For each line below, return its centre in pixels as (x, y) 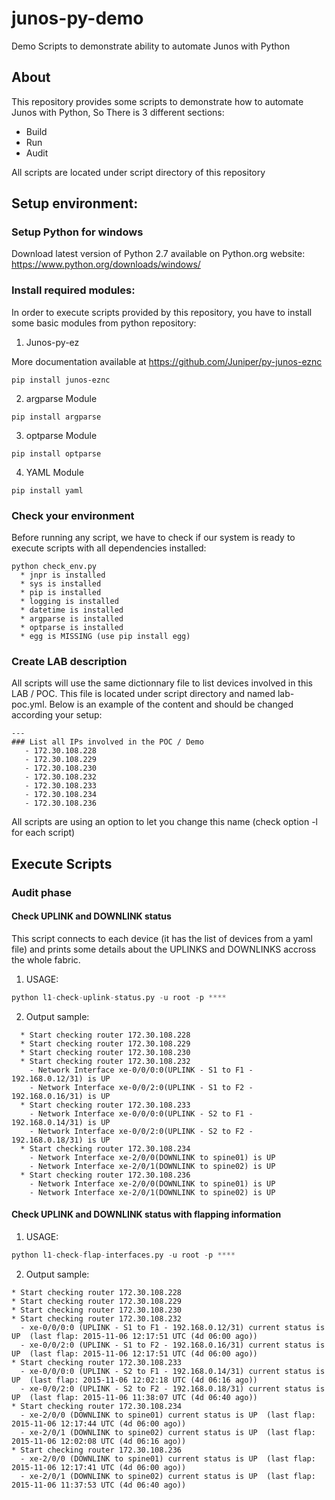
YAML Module (54, 472)
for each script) (43, 833)
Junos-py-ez (52, 342)
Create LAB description (69, 661)
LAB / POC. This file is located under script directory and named (143, 694)
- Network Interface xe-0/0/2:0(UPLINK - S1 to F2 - (141, 1087)
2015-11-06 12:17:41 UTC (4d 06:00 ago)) (99, 1467)
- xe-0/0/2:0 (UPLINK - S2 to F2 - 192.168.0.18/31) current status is (173, 1388)
